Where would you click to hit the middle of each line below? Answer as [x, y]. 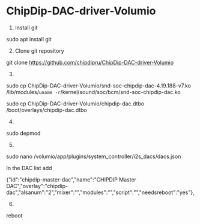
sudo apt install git [29, 39]
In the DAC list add [29, 168]
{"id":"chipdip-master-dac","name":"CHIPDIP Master [71, 179]
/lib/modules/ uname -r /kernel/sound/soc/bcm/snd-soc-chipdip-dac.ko [94, 92]
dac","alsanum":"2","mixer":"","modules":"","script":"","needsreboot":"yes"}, [100, 192]
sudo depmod [23, 133]
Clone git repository [39, 51]
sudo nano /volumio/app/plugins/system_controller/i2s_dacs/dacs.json [94, 156]
